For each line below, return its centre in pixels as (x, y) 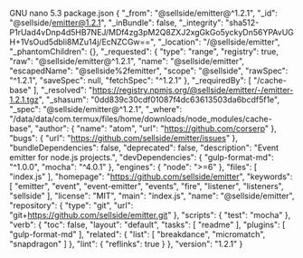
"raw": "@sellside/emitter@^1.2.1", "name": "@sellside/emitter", (127, 61)
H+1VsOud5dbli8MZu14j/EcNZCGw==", (83, 42)
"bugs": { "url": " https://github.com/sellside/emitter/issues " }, (123, 138)
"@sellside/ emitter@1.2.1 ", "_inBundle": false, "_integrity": (117, 23)
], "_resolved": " (63, 90)
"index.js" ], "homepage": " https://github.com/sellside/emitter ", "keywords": (151, 177)
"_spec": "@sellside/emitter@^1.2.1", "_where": (96, 109)
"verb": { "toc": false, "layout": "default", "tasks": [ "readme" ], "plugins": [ (147, 225)
